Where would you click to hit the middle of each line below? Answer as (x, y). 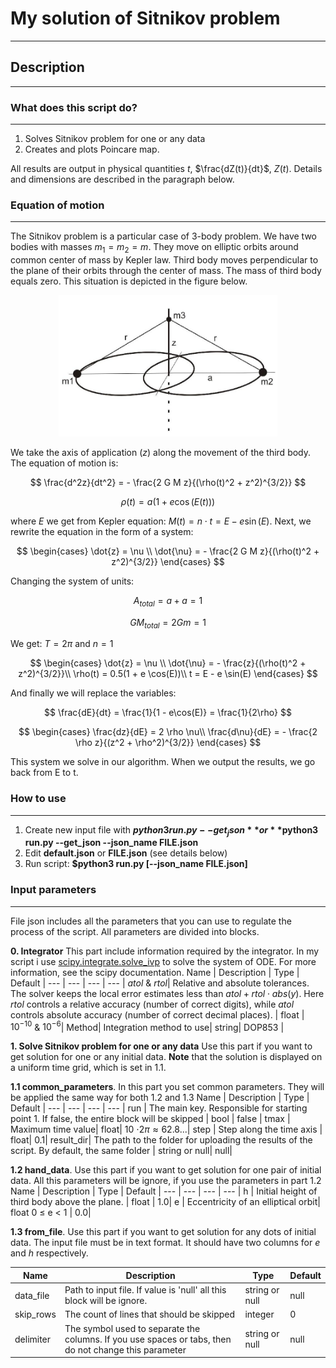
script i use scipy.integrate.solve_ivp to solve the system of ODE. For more (163, 961)
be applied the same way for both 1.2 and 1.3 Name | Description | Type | (160, 1098)
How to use (38, 799)
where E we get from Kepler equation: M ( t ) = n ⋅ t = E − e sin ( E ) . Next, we (161, 521)
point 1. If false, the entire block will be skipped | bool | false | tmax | (150, 1119)
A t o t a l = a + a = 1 (168, 601)
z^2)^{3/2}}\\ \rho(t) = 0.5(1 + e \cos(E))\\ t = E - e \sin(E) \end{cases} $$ (168, 674)
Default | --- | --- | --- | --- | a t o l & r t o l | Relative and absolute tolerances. (160, 983)
